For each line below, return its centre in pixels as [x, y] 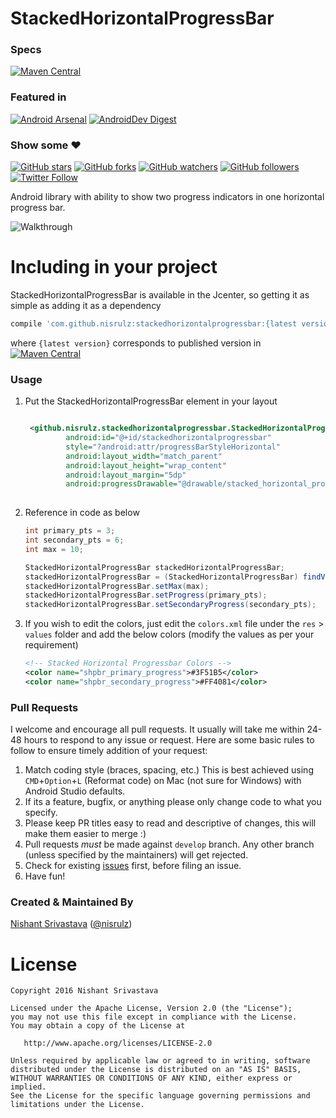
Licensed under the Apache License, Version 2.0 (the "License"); [151, 1008]
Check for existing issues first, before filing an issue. [133, 866]
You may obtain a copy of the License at [98, 1026]
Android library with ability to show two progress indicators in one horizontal [167, 197]
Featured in [38, 97]
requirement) [51, 645]
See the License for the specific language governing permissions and [160, 1096]
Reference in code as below [82, 513]
